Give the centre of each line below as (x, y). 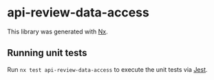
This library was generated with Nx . (57, 31)
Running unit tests (47, 53)
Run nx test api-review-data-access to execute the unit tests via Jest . (107, 69)
